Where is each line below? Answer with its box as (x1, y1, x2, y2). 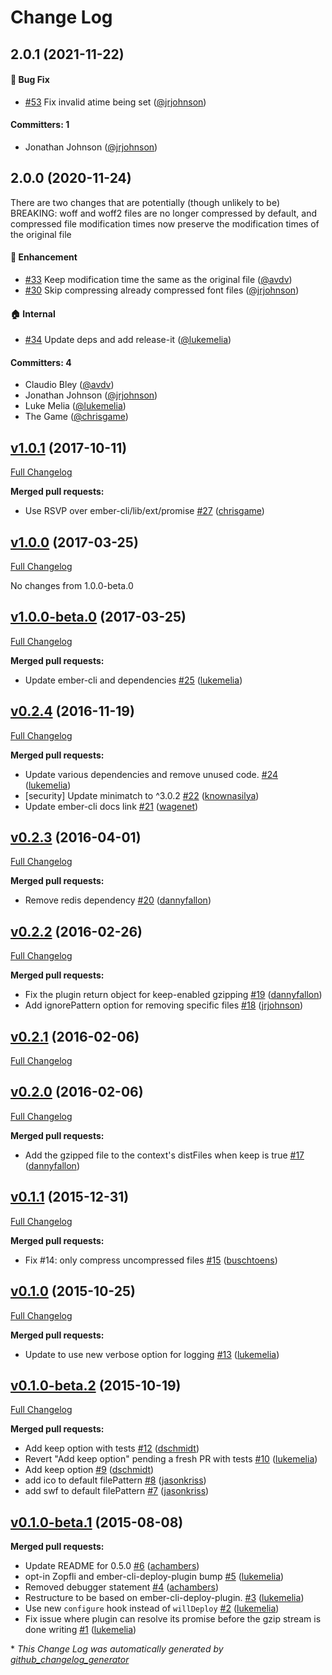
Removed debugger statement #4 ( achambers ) (24, 1581, 220, 1593)
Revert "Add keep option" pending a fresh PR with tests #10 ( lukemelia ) (24, 1453, 318, 1465)
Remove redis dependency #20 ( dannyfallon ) (24, 894, 212, 906)
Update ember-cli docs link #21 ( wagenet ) (24, 800, 199, 812)
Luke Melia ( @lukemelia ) (24, 400, 127, 412)
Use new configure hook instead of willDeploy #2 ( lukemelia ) (24, 1602, 280, 1615)
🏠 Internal (10, 307, 56, 320)
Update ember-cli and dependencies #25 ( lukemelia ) (24, 674, 243, 686)
